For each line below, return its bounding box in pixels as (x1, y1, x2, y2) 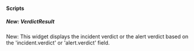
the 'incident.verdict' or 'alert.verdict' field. (6, 39, 110, 46)
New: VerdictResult (6, 18, 55, 25)
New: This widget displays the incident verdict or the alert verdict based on (6, 33, 189, 40)
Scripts (6, 5, 25, 12)
